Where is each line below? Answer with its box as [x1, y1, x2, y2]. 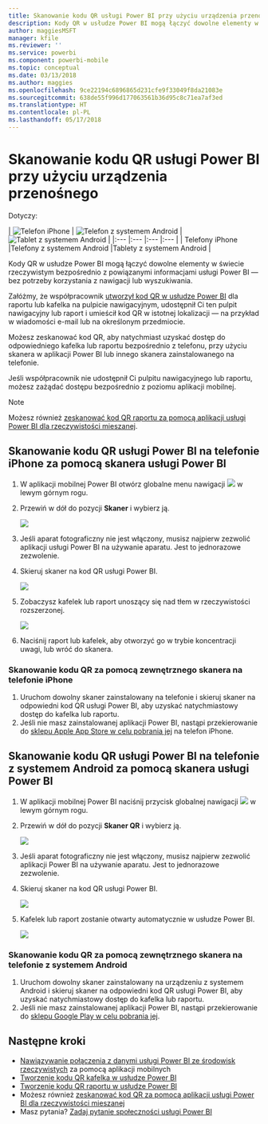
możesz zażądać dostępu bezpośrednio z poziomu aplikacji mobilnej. [8, 382, 237, 391]
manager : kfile [8, 34, 59, 42]
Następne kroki [8, 1034, 86, 1048]
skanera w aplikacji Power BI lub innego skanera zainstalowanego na [8, 349, 235, 358]
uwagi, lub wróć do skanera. [19, 644, 113, 654]
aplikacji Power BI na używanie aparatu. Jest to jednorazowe [19, 859, 219, 869]
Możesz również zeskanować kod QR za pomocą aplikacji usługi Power [19, 1090, 254, 1099]
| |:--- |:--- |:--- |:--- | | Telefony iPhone [107, 234, 238, 244]
